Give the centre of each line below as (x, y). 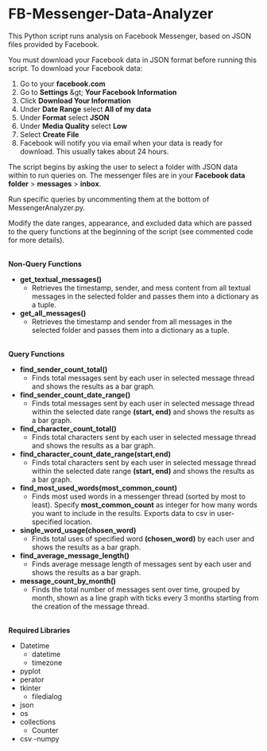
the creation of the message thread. (90, 606)
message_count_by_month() (68, 581)
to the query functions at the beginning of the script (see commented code (131, 231)
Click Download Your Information (75, 100)
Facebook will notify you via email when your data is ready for (121, 143)
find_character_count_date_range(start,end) (95, 454)
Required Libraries (39, 630)
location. (78, 522)
